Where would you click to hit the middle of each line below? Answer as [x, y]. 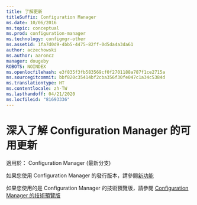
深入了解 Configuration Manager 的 [93, 130]
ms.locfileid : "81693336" [38, 99]
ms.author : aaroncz [30, 56]
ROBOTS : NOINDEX [26, 66]
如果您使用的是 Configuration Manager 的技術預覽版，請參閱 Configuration [97, 188]
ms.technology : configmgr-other [46, 39]
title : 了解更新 [24, 12]
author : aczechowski [32, 50]
